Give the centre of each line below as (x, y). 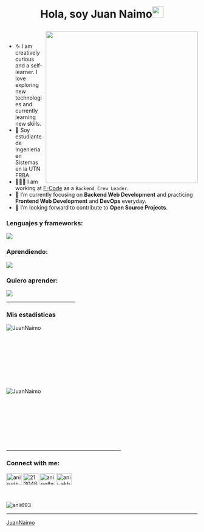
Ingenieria (28, 149)
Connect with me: (33, 463)
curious (25, 59)
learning (25, 117)
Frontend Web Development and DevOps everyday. (81, 201)
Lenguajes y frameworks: (45, 223)
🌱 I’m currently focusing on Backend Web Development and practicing (104, 195)
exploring (27, 85)
